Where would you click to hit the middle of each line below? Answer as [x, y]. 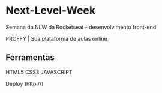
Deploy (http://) [25, 83]
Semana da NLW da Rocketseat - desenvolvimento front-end [81, 27]
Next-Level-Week [51, 10]
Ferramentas [30, 58]
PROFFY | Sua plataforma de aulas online [56, 38]
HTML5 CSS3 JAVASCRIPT [39, 72]
